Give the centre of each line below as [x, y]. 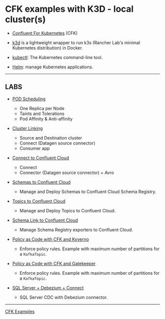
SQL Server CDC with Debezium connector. [64, 297]
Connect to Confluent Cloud [41, 158]
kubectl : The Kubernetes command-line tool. [57, 57]
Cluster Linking [27, 128]
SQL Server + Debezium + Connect [48, 288]
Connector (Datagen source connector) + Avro [67, 173]
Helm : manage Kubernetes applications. [53, 67]
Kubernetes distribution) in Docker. [47, 48]
